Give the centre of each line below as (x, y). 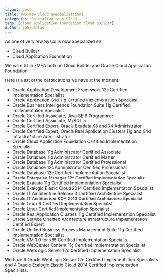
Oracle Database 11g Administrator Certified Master (63, 157)
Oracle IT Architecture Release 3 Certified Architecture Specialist (77, 194)
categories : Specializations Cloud (41, 19)
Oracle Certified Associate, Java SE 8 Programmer (63, 116)
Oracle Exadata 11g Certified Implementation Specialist (67, 183)
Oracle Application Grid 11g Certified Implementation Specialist (75, 100)
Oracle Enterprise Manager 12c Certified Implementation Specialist (79, 178)
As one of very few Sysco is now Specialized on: (54, 41)
